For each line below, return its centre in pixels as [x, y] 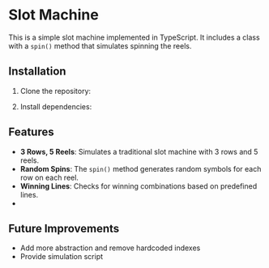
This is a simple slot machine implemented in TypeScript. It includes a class [134, 37]
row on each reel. [49, 177]
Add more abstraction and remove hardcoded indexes [110, 248]
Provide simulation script [62, 257]
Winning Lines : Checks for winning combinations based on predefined [139, 186]
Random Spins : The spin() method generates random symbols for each [141, 168]
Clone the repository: [56, 91]
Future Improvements [64, 228]
